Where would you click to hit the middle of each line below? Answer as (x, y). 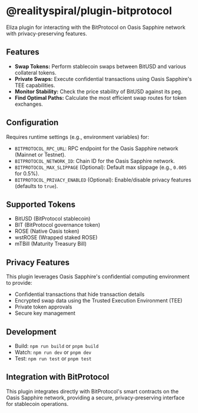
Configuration (32, 123)
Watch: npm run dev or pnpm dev (53, 352)
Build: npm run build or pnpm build (57, 346)
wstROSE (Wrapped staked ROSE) (56, 238)
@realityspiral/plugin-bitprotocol (89, 11)
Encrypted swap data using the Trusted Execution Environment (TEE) (98, 301)
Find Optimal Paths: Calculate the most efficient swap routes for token (100, 97)
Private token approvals (43, 307)
